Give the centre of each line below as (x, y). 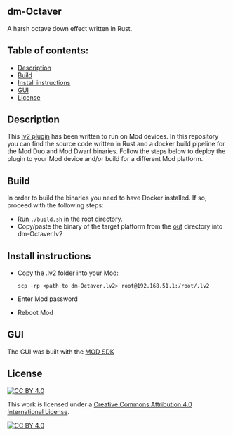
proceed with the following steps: (55, 205)
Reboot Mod (35, 313)
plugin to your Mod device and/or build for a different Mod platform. (105, 159)
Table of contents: (48, 51)
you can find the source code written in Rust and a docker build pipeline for (116, 144)
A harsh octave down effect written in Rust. (70, 28)
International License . (39, 411)
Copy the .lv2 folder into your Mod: (68, 273)
